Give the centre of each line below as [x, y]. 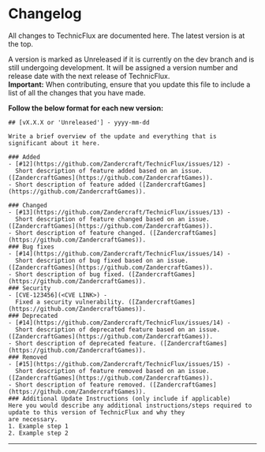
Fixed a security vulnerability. [70, 302]
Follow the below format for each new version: [86, 108]
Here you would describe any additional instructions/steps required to [130, 405]
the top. [21, 43]
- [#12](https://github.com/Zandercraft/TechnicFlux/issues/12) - [119, 164]
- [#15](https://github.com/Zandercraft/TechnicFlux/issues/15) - [119, 364]
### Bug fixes [32, 247]
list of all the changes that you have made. [77, 92]
